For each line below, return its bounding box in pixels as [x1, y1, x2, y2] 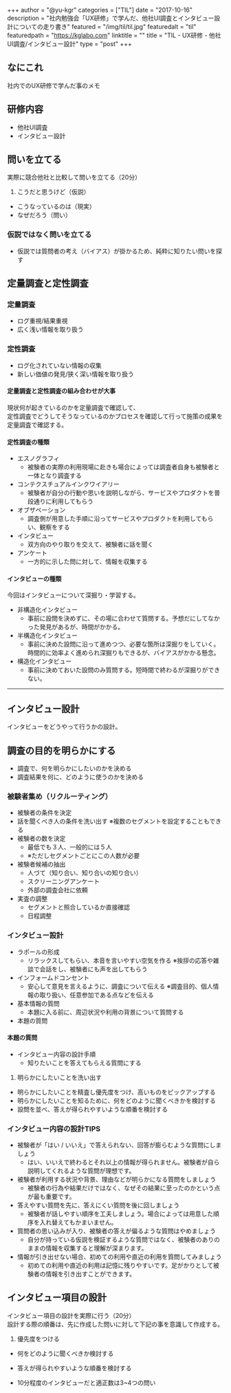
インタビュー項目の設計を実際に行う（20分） [7, 1311, 135, 1319]
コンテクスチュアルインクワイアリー [16, 480, 120, 488]
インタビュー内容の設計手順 [16, 1050, 96, 1058]
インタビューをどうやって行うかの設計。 [7, 722, 122, 731]
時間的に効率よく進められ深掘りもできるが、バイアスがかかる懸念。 [27, 649, 220, 657]
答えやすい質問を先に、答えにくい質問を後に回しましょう [16, 1201, 180, 1209]
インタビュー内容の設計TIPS [7, 1124, 101, 1134]
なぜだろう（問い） [16, 211, 71, 219]
